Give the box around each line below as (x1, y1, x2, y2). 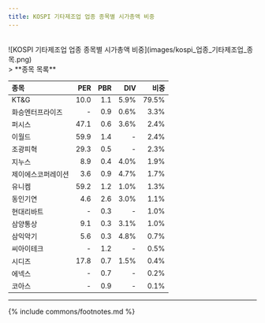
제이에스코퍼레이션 (11, 169, 69, 179)
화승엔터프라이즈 (11, 107, 63, 117)
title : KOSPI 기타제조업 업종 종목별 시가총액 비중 (8, 13, 155, 20)
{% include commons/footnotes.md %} (8, 306, 136, 316)
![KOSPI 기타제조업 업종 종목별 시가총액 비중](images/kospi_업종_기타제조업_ (8, 44, 247, 54)
